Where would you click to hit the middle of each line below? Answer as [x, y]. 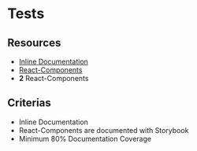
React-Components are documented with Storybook [104, 130]
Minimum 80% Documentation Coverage [85, 138]
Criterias [30, 103]
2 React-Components [54, 78]
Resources [34, 43]
